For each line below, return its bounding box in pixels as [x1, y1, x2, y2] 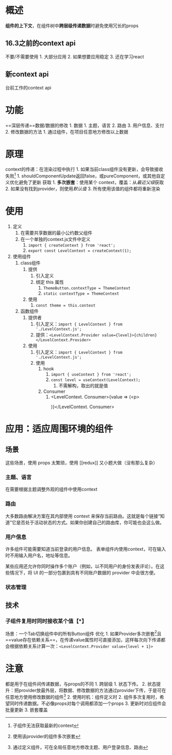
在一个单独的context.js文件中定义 [20, 236, 91, 242]
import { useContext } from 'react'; [51, 372, 132, 377]
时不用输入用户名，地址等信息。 [5, 552, 73, 558]
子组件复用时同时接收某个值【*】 [5, 617, 87, 625]
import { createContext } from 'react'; [28, 243, 116, 248]
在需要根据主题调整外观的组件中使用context [5, 486, 98, 493]
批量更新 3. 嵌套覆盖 [5, 706, 48, 713]
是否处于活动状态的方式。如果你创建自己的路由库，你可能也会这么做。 [16, 519, 165, 525]
